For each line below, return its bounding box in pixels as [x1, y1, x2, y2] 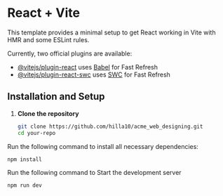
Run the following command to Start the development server [7, 169, 182, 177]
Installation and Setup [7, 91, 105, 103]
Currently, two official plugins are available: [7, 49, 133, 58]
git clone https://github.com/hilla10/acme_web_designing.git [17, 123, 203, 130]
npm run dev [7, 182, 42, 189]
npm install [7, 156, 42, 163]
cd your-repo [17, 129, 56, 136]
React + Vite [7, 5, 81, 21]
